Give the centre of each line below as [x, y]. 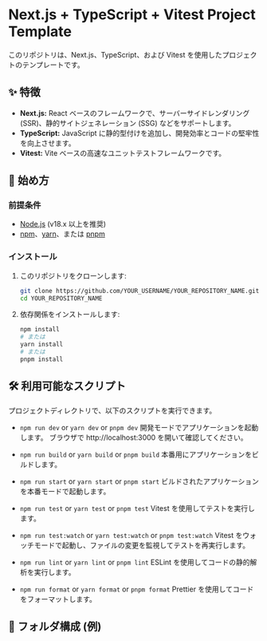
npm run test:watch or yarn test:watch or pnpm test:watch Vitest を [131, 535]
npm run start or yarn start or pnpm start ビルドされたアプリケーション [139, 481]
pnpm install [41, 359]
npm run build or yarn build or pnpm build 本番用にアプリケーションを [136, 454]
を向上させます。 [47, 143]
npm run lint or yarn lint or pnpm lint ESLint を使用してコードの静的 [135, 562]
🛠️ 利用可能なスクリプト [67, 386]
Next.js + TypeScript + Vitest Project [132, 15]
